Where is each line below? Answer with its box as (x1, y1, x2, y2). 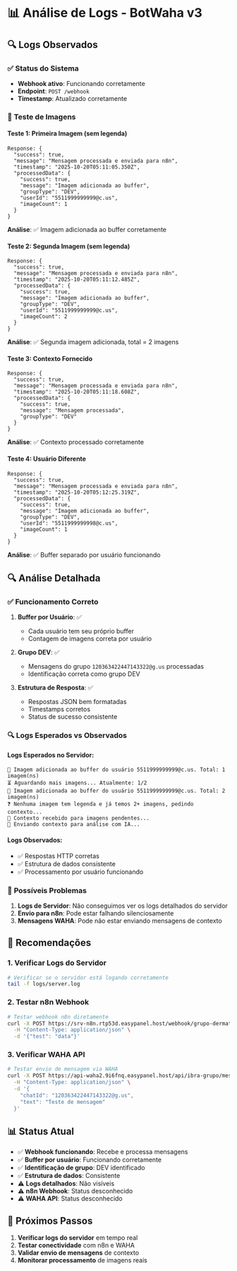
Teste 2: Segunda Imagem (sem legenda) (7, 242, 130, 250)
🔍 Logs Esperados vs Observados (7, 731, 128, 741)
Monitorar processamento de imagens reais (17, 1256, 148, 1265)
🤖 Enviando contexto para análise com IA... (7, 821, 140, 828)
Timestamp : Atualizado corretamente (17, 94, 128, 102)
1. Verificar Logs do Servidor (7, 958, 107, 968)
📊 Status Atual (7, 1125, 75, 1137)
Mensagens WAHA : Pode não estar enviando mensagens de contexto (17, 916, 222, 925)
